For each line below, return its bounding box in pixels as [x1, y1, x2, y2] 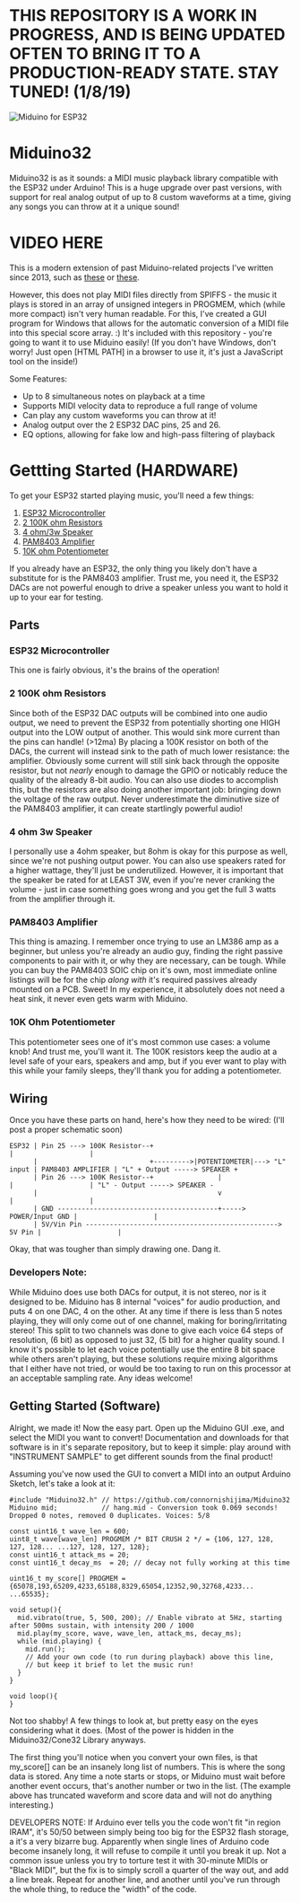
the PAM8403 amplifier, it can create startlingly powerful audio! [9, 802, 244, 813]
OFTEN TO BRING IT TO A [9, 44, 201, 64]
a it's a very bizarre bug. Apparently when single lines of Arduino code [9, 1836, 270, 1846]
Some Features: [9, 373, 68, 384]
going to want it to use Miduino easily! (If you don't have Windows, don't [9, 337, 277, 347]
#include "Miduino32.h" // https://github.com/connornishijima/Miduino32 [9, 1495, 291, 1504]
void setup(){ [9, 1605, 63, 1614]
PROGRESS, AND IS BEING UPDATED [9, 24, 286, 45]
